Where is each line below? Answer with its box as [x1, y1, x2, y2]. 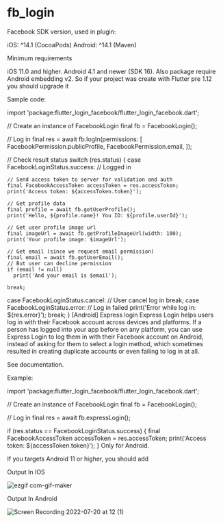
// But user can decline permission [7, 260, 112, 267]
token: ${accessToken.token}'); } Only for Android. [7, 441, 150, 450]
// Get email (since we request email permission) [7, 248, 155, 255]
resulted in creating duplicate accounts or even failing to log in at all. [7, 347, 200, 355]
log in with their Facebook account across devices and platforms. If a [7, 317, 202, 326]
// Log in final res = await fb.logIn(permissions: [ [7, 135, 142, 143]
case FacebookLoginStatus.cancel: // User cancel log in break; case [7, 296, 200, 304]
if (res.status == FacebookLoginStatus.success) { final [7, 426, 161, 435]
